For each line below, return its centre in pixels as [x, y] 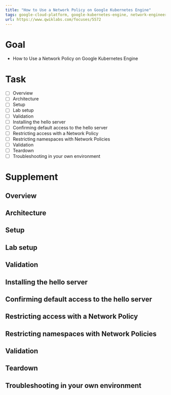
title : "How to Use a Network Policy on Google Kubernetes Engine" [78, 10]
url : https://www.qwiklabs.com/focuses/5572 [53, 19]
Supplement [32, 177]
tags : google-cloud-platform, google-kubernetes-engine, [67, 15]
